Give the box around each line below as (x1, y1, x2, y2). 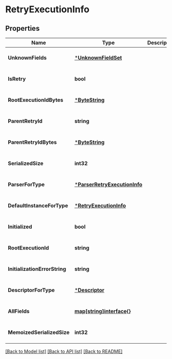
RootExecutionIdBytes (8, 96, 63, 103)
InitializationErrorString (8, 265, 67, 272)
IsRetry (8, 75, 26, 82)
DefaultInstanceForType (8, 202, 68, 209)
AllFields (8, 308, 30, 314)
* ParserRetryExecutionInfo (74, 181, 142, 188)
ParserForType (8, 181, 45, 188)
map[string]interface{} (74, 308, 131, 314)
